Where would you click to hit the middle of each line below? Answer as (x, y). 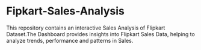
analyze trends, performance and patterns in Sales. (70, 40)
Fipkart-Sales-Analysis (65, 11)
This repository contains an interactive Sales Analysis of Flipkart (86, 28)
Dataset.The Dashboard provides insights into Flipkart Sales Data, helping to (101, 34)
